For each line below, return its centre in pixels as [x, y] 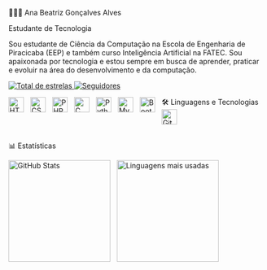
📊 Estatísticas [33, 146]
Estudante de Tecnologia [50, 28]
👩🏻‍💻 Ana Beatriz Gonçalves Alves [65, 13]
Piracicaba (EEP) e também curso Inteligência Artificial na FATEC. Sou [125, 52]
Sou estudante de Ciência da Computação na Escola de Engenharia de [127, 44]
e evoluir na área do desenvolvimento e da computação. [103, 70]
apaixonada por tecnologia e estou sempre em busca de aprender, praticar [134, 61]
